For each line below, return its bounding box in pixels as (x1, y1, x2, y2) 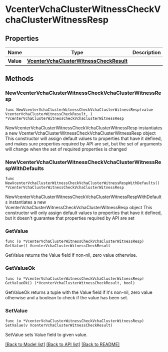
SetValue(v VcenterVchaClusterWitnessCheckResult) (5, 322, 113, 328)
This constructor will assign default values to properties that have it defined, (5, 135, 162, 141)
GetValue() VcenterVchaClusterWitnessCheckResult (5, 243, 111, 249)
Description (132, 49, 161, 56)
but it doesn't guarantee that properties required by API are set (5, 215, 135, 221)
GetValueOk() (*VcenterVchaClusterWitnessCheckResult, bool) (5, 280, 135, 285)
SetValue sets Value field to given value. (5, 331, 87, 337)
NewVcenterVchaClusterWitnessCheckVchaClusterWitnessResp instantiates (5, 124, 162, 131)
